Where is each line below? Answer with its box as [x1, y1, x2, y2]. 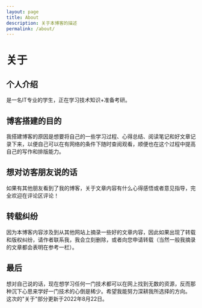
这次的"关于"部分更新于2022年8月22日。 [6, 295, 108, 302]
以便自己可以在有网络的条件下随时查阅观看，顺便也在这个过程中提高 [26, 140, 196, 148]
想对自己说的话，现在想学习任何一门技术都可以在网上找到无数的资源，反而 [6, 280, 191, 287]
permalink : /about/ [6, 25, 55, 32]
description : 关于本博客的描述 [6, 20, 78, 26]
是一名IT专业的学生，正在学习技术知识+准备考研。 [6, 96, 131, 104]
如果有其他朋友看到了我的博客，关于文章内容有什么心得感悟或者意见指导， [6, 184, 191, 192]
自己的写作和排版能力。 [6, 148, 64, 156]
